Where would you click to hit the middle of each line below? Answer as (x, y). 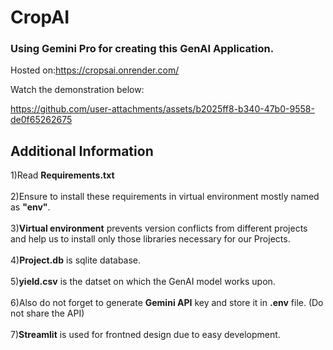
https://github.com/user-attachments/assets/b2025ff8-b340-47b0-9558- (162, 109)
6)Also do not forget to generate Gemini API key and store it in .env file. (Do (167, 303)
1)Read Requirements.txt (62, 175)
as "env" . (30, 207)
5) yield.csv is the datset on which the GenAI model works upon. (143, 282)
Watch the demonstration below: (77, 90)
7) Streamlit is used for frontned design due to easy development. (145, 335)
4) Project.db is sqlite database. (76, 260)
